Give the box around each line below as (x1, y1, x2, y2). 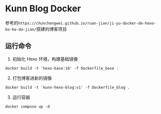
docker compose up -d (5, 104, 50, 109)
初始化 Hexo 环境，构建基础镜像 (12, 56, 78, 62)
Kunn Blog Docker (5, 3, 81, 14)
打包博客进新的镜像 (12, 75, 52, 81)
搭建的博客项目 (36, 26, 67, 32)
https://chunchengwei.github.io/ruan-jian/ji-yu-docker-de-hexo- (18, 21, 157, 26)
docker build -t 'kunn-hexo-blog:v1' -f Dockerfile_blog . (5, 85, 130, 90)
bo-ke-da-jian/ (5, 27, 37, 32)
